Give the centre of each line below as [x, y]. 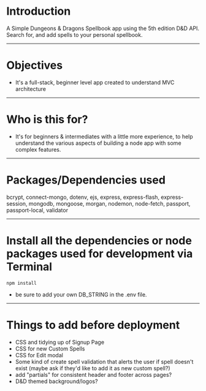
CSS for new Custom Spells [50, 349]
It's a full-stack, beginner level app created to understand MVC [95, 82]
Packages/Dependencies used [86, 180]
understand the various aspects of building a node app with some [98, 143]
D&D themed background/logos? [56, 381]
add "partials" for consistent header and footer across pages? [93, 374]
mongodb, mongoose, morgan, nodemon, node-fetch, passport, [109, 203]
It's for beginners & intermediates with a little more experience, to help [104, 136]
